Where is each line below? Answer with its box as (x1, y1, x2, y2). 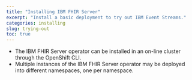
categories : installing (6, 20, 66, 26)
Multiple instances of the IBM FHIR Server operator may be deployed (14, 61, 185, 68)
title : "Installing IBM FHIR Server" (6, 8, 101, 15)
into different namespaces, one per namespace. (14, 67, 134, 74)
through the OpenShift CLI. (14, 54, 82, 61)
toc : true (6, 31, 31, 37)
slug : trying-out (6, 25, 50, 32)
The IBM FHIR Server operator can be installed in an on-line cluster (14, 48, 181, 55)
